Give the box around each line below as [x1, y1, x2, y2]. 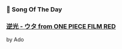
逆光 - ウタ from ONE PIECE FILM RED [6, 22, 116, 30]
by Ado [6, 36, 24, 43]
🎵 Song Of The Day [6, 5, 63, 14]
